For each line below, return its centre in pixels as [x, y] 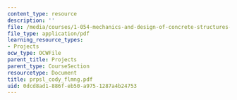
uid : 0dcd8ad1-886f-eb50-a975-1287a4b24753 [72, 86]
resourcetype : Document [42, 73]
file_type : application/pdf [49, 33]
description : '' [31, 20]
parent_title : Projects [42, 60]
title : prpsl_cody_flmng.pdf [50, 79]
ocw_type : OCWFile [34, 54]
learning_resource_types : [45, 40]
